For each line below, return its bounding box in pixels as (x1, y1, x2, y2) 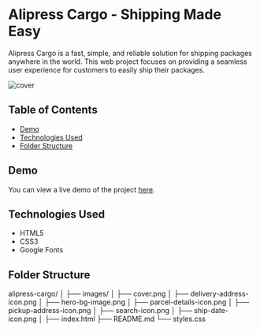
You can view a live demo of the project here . (8, 185, 155, 194)
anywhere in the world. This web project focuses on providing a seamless (8, 57, 248, 66)
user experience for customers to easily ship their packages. (8, 65, 205, 74)
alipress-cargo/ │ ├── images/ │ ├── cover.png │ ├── (8, 289, 189, 299)
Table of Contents (8, 103, 98, 117)
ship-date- (194, 306, 228, 315)
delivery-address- (190, 289, 250, 299)
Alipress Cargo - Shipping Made (8, 6, 222, 24)
